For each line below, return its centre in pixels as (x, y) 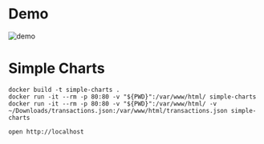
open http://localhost (46, 132)
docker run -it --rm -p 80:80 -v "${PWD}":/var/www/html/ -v (113, 104)
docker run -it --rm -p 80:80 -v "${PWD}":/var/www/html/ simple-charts (132, 97)
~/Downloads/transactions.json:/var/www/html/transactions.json (118, 110)
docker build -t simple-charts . (64, 90)
